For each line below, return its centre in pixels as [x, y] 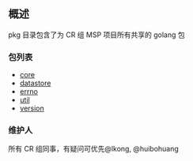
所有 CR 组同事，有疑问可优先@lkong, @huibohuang [94, 149]
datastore [35, 83]
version [32, 108]
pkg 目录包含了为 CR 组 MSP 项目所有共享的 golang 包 [96, 35]
